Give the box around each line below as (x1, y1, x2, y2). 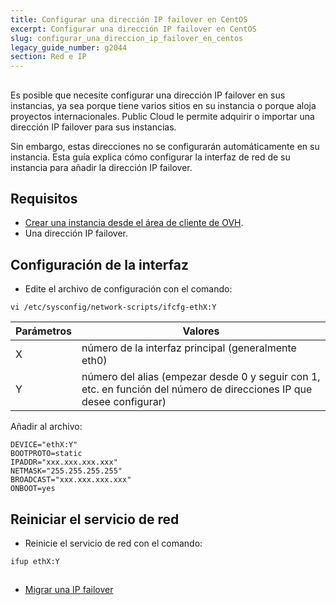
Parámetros (15, 324, 72, 338)
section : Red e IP (10, 52, 87, 62)
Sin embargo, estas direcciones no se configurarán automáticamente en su (10, 140, 320, 152)
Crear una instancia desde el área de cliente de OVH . (24, 217, 244, 229)
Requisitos (10, 190, 78, 207)
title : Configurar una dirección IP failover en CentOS (10, 14, 248, 25)
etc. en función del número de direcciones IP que (81, 382, 313, 396)
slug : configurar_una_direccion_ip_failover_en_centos (10, 33, 244, 43)
